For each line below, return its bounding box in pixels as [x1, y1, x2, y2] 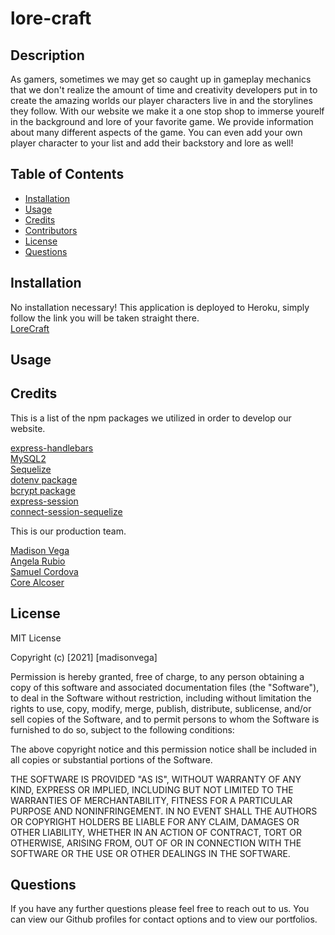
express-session [10, 495, 79, 507]
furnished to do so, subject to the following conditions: [10, 723, 235, 736]
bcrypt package [10, 484, 76, 496]
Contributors [24, 224, 78, 236]
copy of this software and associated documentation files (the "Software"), [10, 681, 320, 693]
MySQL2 [10, 452, 47, 464]
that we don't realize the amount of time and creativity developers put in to [10, 84, 318, 96]
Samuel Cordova [10, 565, 79, 577]
